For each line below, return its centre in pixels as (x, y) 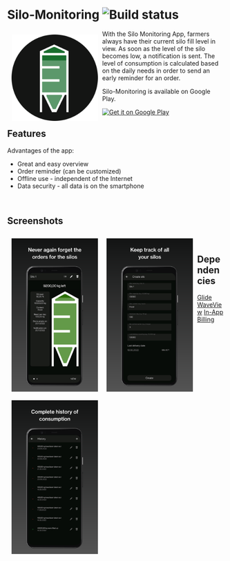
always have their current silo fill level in (159, 41)
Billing (206, 320)
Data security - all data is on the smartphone (80, 186)
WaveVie (210, 305)
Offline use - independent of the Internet (75, 178)
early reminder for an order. (142, 78)
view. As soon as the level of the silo (154, 48)
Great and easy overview (52, 164)
